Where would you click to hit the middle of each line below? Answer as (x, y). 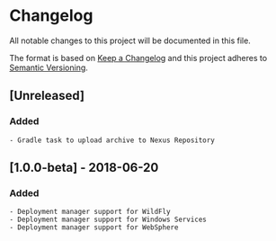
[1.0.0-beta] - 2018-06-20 (84, 168)
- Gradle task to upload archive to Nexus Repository (112, 140)
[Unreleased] (47, 96)
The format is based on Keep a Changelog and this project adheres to (138, 58)
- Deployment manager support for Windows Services (108, 220)
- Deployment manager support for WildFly (90, 212)
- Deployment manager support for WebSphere (94, 228)
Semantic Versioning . (49, 67)
